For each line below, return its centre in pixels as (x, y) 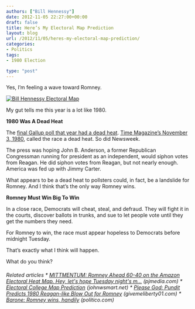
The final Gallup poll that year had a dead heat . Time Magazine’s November (97, 133)
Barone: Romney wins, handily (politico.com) (60, 300)
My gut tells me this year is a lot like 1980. (57, 110)
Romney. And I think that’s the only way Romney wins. (71, 186)
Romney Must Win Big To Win (43, 198)
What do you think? (29, 262)
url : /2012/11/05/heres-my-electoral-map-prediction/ (73, 39)
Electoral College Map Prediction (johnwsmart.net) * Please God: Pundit (93, 287)
